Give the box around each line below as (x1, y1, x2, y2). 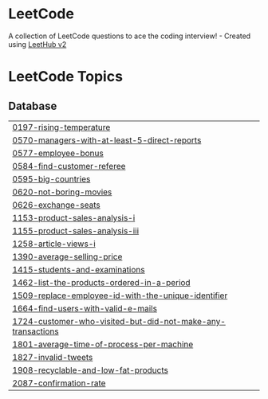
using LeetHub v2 (8, 39, 67, 49)
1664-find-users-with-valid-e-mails (12, 303, 158, 314)
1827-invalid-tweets (12, 351, 93, 362)
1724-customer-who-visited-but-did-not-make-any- (12, 315, 226, 327)
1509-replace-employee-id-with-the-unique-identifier (12, 290, 228, 301)
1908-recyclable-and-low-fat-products (12, 364, 169, 375)
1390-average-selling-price (12, 251, 123, 262)
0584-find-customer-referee (12, 160, 126, 171)
